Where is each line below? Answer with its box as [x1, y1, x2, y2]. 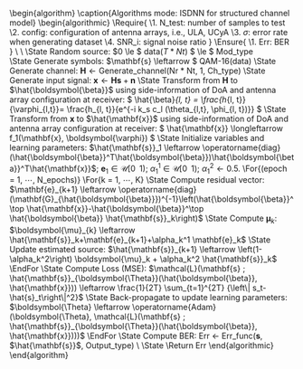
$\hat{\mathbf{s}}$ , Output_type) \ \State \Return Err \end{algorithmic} [9, 340, 274, 351]
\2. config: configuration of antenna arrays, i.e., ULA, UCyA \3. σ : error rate [9, 27, 289, 37]
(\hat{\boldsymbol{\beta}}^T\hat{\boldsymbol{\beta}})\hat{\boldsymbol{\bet [9, 152, 295, 162]
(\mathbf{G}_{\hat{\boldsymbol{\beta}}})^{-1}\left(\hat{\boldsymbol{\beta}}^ [9, 194, 294, 204]
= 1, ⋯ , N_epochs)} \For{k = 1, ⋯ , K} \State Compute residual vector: [9, 175, 265, 185]
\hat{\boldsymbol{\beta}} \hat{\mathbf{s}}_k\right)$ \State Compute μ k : [9, 213, 278, 226]
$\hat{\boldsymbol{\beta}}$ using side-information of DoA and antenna [9, 85, 277, 95]
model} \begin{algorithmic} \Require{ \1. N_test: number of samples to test [9, 17, 286, 28]
